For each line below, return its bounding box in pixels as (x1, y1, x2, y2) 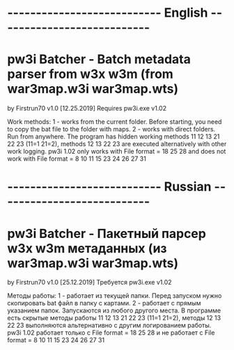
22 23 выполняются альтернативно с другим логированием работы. (7, 321, 212, 330)
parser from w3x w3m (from (7, 66, 174, 82)
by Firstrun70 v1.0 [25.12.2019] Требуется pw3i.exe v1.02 (7, 278, 172, 287)
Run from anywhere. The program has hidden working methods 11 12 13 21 (7, 132, 220, 141)
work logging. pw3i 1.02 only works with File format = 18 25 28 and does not (7, 148, 226, 156)
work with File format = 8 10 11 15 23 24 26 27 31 (7, 154, 146, 163)
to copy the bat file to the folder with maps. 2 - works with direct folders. (7, 125, 216, 134)
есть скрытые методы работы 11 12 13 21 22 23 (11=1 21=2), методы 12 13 (7, 314, 221, 322)
